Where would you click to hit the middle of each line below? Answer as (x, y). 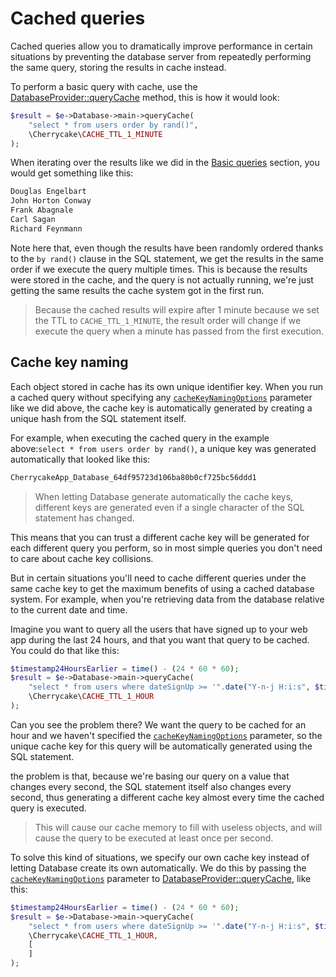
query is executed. (48, 808)
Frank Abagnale (42, 210)
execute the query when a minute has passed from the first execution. (179, 331)
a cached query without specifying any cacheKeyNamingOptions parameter (161, 397)
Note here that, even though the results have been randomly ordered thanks (167, 248)
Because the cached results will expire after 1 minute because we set (177, 309)
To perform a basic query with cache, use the (104, 86)
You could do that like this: (65, 650)
